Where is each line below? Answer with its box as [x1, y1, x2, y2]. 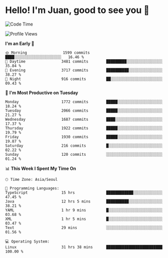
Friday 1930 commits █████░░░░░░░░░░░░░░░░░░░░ [5, 134, 163, 139]
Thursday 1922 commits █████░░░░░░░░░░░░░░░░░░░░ [5, 125, 163, 131]
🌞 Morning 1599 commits [5, 50, 90, 55]
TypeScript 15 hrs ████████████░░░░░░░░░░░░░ [5, 190, 163, 195]
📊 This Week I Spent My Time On [5, 165, 76, 171]
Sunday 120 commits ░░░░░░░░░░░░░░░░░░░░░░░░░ [5, 152, 163, 157]
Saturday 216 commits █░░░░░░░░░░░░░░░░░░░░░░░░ [5, 143, 163, 148]
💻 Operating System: [5, 239, 50, 244]
